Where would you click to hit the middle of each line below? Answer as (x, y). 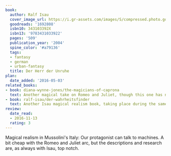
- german (19, 62)
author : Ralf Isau (30, 15)
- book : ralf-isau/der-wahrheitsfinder (48, 99)
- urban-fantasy (27, 66)
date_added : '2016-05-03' (37, 81)
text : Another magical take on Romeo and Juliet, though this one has (86, 95)
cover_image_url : (28, 19)
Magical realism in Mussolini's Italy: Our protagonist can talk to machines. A (84, 137)
